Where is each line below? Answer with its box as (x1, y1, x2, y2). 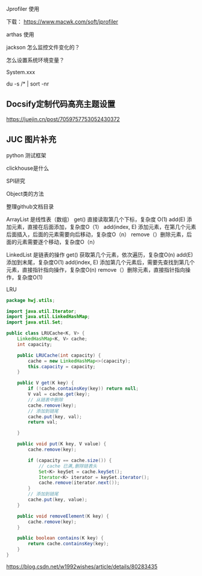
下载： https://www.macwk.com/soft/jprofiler (6, 18, 119, 25)
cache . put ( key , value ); (28, 496, 87, 502)
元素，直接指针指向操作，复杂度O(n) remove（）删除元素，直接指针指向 (6, 266, 186, 273)
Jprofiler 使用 (6, 5, 40, 12)
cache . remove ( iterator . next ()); (38, 480, 120, 486)
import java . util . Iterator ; (6, 308, 77, 315)
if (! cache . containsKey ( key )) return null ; (28, 386, 139, 392)
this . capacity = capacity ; (28, 363, 96, 369)
